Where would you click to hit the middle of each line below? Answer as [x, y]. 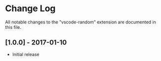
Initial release [26, 54]
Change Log [30, 9]
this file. [13, 27]
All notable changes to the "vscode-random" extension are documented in [81, 22]
